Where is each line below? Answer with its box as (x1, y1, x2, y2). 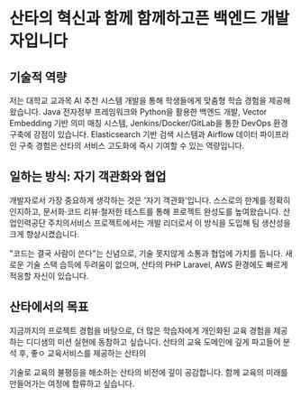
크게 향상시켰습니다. (9, 228, 79, 239)
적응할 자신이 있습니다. (9, 270, 89, 281)
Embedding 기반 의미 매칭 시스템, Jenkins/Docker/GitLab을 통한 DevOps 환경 (9, 118, 288, 128)
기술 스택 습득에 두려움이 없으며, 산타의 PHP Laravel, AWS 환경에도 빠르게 (25, 259, 288, 270)
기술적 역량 (9, 69, 68, 85)
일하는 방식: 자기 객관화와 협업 (9, 169, 167, 185)
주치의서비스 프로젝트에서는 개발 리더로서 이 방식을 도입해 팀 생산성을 (48, 217, 291, 228)
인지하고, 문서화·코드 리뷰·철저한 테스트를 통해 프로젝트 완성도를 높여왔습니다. (9, 206, 281, 217)
